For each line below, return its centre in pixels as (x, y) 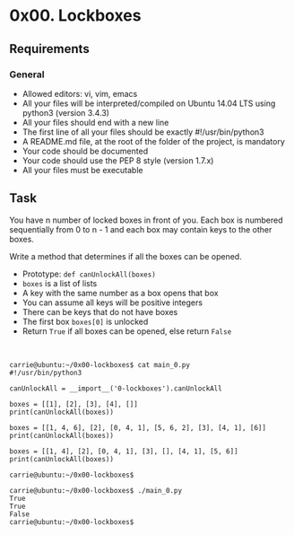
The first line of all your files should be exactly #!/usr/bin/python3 (143, 132)
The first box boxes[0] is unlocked (85, 321)
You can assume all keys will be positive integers (112, 303)
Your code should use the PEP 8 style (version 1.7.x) (118, 160)
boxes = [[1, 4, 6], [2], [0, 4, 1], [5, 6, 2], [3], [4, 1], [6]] (138, 427)
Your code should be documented (85, 151)
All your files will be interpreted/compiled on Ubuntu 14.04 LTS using (149, 103)
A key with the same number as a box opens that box (120, 293)
